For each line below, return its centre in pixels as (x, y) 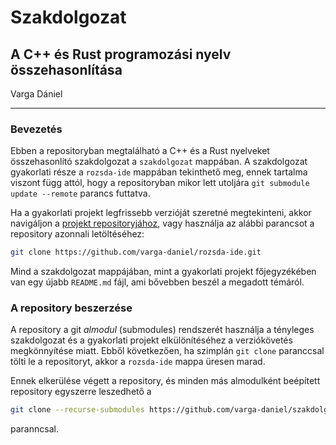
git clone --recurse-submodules (77, 410)
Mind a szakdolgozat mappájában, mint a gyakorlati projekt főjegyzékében (163, 272)
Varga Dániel (36, 94)
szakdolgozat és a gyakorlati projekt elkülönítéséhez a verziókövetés (151, 340)
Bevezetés (36, 129)
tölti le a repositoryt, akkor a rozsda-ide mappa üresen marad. (138, 362)
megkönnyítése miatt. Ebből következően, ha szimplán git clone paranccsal (167, 351)
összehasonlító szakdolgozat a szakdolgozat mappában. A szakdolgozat (159, 162)
